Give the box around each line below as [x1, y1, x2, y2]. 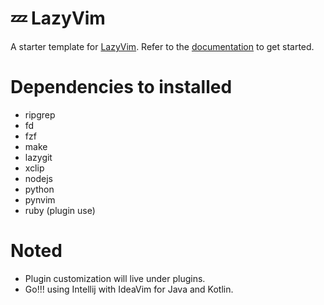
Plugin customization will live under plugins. [24, 272, 206, 284]
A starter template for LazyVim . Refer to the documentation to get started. [10, 40, 315, 52]
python [24, 183, 55, 195]
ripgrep [24, 108, 56, 121]
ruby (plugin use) [24, 204, 96, 216]
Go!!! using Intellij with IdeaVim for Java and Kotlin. [24, 283, 234, 295]
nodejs [24, 172, 53, 184]
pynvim [24, 193, 56, 206]
